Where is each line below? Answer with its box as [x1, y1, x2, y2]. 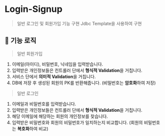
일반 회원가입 [16, 51, 43, 57]
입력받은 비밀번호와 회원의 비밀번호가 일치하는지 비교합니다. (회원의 [11, 119, 143, 125]
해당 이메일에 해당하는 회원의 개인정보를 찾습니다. [11, 113, 108, 119]
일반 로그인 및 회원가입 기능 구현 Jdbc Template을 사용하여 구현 [16, 20, 142, 26]
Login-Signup [4, 3, 63, 15]
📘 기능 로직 [4, 36, 37, 45]
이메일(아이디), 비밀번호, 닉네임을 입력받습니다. [11, 61, 103, 67]
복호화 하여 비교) [17, 126, 48, 132]
